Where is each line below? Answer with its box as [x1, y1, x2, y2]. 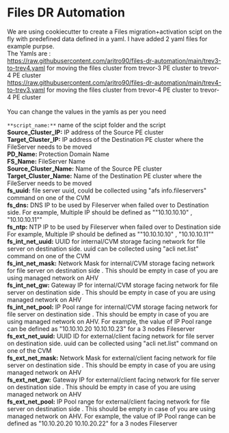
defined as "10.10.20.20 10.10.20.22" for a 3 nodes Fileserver [7, 419, 178, 428]
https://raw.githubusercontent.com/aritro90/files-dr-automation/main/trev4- [7, 78, 221, 86]
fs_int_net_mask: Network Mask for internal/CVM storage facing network [7, 259, 215, 267]
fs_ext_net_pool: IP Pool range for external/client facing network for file [7, 397, 210, 406]
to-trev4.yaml [7, 64, 46, 72]
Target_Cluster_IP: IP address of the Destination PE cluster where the [7, 135, 204, 143]
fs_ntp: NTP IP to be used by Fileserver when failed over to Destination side [7, 223, 221, 231]
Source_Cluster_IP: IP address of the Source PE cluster [7, 128, 164, 136]
